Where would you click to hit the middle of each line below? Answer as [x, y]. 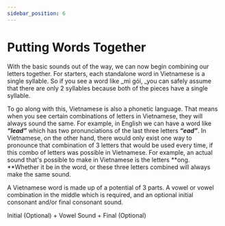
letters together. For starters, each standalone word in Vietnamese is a [106, 73]
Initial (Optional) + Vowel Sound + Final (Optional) [77, 215]
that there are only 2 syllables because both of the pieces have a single [108, 88]
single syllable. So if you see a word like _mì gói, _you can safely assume [109, 81]
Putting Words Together [77, 47]
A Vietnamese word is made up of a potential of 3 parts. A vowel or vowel [110, 187]
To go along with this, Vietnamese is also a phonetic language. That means [112, 109]
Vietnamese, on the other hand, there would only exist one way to [100, 138]
